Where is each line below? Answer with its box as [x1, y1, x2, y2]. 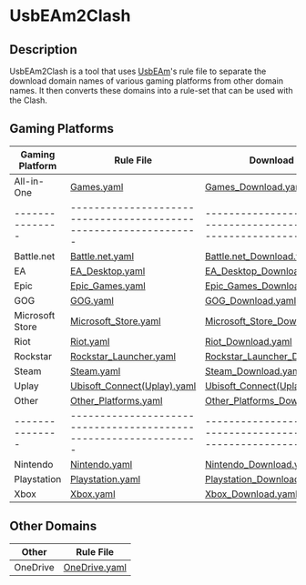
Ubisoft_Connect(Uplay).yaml [69, 379, 197, 392]
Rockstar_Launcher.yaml [69, 349, 176, 362]
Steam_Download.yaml [204, 365, 303, 378]
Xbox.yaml [69, 488, 116, 500]
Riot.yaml [69, 335, 110, 348]
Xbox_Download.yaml [204, 488, 298, 500]
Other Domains [9, 519, 97, 534]
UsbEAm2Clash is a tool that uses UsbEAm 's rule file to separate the [9, 66, 267, 76]
